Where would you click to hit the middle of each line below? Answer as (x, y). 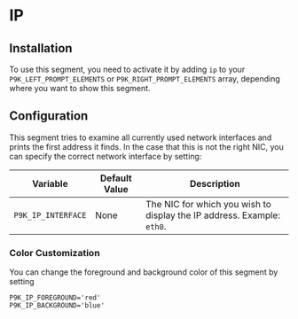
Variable (50, 183)
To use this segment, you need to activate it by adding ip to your (127, 69)
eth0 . (156, 226)
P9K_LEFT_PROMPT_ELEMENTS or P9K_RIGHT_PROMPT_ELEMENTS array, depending (145, 79)
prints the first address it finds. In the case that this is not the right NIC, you (146, 146)
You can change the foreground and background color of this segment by (144, 272)
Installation (41, 48)
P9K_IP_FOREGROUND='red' (55, 298)
